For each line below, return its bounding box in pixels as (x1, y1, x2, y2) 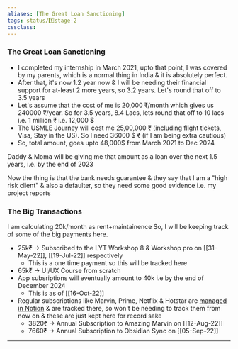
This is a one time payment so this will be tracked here (28, 258, 188, 267)
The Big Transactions (7, 206, 83, 216)
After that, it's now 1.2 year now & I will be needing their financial (17, 78, 207, 87)
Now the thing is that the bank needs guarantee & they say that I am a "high (7, 173, 228, 182)
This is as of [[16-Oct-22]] (28, 289, 105, 297)
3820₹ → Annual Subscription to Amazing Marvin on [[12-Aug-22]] (28, 318, 223, 327)
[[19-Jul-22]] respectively (48, 251, 123, 260)
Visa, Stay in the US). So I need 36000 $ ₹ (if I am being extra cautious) (17, 131, 227, 139)
